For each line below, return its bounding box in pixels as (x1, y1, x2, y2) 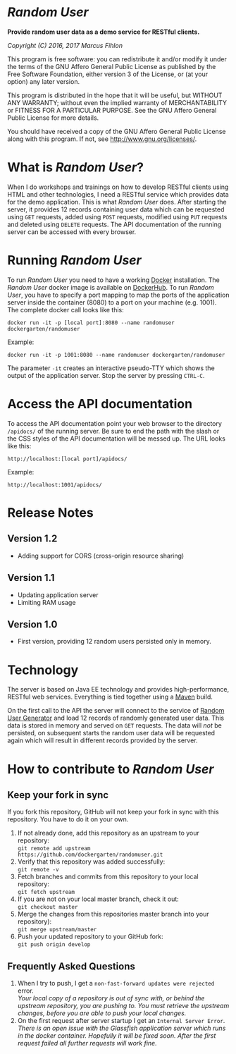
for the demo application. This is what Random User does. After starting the (7, 197, 227, 206)
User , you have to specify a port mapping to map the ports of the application (7, 290, 230, 299)
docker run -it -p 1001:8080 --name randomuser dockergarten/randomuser (7, 351, 225, 358)
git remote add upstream (17, 845, 91, 852)
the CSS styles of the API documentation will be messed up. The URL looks (7, 434, 225, 443)
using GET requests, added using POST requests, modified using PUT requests (7, 212, 228, 221)
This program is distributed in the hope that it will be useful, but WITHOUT (7, 91, 223, 99)
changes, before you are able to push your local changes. (17, 1009, 187, 1017)
